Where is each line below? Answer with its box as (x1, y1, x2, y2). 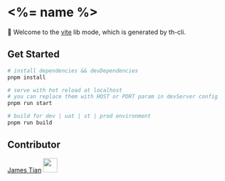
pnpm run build (7, 119, 53, 126)
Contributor (7, 139, 61, 151)
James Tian (7, 165, 42, 174)
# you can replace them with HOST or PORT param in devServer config (7, 93, 219, 100)
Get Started (7, 48, 60, 60)
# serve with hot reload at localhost (7, 87, 122, 94)
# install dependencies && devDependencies (7, 67, 139, 75)
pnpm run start (7, 100, 53, 107)
